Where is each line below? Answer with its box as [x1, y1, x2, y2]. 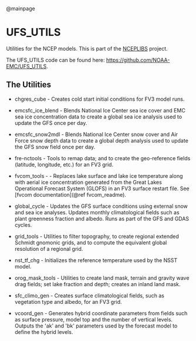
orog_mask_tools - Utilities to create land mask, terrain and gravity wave [14, 274, 190, 282]
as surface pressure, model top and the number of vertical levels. [14, 316, 173, 323]
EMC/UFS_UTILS [6, 62, 47, 69]
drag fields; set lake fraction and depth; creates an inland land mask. [14, 280, 181, 287]
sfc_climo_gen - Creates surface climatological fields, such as [14, 292, 164, 299]
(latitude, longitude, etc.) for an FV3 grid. [14, 161, 113, 168]
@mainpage [6, 5, 35, 12]
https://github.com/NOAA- [106, 56, 170, 64]
